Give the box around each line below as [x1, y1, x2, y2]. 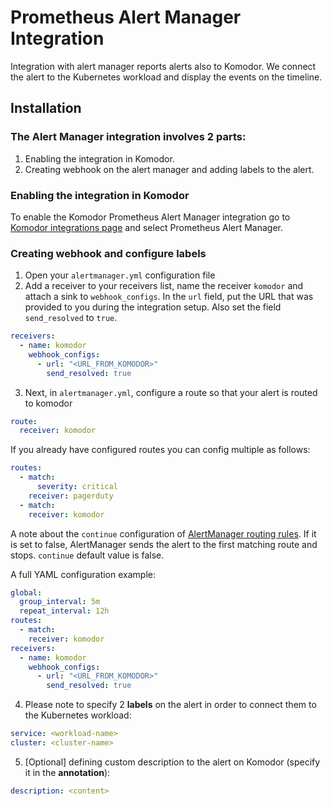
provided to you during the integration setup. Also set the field [24, 301, 282, 313]
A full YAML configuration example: [10, 568, 156, 580]
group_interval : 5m [19, 597, 101, 607]
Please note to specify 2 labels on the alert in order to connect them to [24, 699, 317, 711]
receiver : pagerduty [28, 491, 114, 501]
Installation [10, 100, 82, 117]
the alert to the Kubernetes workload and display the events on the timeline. [10, 71, 323, 83]
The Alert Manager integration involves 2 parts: [10, 130, 247, 144]
